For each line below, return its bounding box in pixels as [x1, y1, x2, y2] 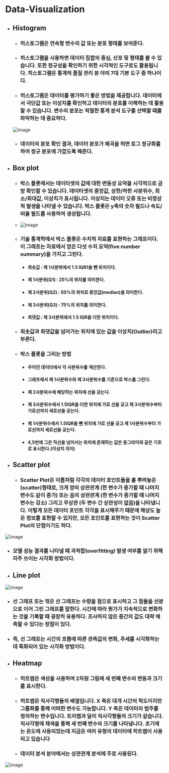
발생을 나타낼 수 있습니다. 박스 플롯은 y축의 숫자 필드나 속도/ [26, 202, 162, 209]
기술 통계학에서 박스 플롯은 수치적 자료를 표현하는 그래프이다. [20, 236, 158, 243]
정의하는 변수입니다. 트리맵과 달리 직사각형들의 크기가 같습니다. [20, 713, 163, 720]
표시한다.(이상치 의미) [32, 445, 75, 451]
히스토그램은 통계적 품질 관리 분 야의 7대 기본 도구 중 [27, 70, 146, 77]
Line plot [12, 571, 41, 579]
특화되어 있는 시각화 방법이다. [18, 643, 86, 650]
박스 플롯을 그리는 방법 [20, 350, 71, 357]
